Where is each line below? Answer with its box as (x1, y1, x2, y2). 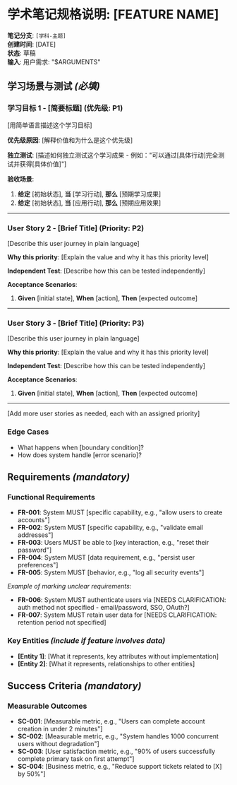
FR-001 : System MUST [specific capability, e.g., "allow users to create (17, 508, 223, 517)
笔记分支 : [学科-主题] (7, 31, 67, 40)
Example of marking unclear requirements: (7, 582, 132, 591)
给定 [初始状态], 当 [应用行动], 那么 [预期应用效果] (17, 199, 162, 207)
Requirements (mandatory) (7, 471, 130, 483)
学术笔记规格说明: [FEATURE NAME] (7, 6, 219, 23)
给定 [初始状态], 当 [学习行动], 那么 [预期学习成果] (17, 189, 162, 198)
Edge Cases (7, 427, 49, 437)
